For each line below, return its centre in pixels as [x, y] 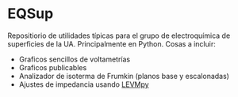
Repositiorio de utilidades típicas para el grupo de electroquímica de [119, 35]
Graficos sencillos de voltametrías [75, 59]
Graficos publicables [53, 67]
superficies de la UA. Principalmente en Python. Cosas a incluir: [111, 43]
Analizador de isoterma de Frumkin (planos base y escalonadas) [124, 76]
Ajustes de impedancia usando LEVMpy [84, 84]
